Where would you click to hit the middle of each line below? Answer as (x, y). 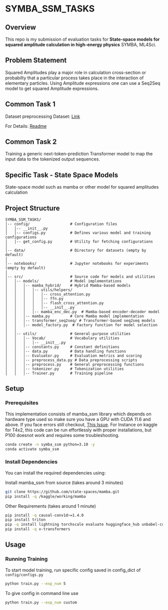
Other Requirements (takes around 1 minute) (51, 506)
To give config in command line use (42, 593)
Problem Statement (36, 60)
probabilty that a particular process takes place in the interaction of (74, 78)
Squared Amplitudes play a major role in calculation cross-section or (76, 72)
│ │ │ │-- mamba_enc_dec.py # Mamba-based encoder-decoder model (82, 312)
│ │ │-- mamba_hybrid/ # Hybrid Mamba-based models (68, 286)
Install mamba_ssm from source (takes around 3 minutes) (64, 483)
